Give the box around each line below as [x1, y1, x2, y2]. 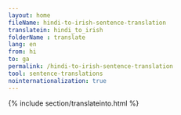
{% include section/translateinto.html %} [8, 99, 139, 108]
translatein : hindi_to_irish [8, 26, 103, 34]
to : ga [8, 56, 30, 63]
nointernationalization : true [8, 77, 107, 84]
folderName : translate [8, 33, 86, 41]
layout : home [8, 11, 51, 20]
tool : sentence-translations [8, 70, 103, 77]
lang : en [8, 41, 37, 49]
